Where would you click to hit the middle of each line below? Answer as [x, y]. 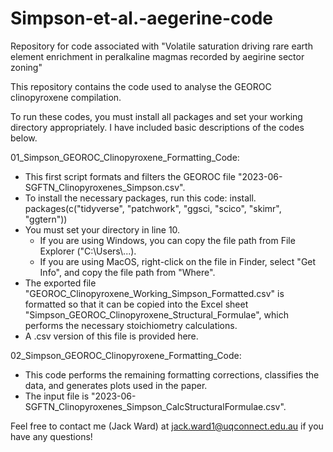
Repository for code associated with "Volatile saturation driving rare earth [161, 46]
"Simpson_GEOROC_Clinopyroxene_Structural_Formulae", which [156, 314]
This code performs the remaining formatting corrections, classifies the [172, 374]
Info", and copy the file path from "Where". [127, 272]
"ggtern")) [46, 219]
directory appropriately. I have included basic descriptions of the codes [157, 127]
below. [24, 138]
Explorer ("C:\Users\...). [88, 251]
